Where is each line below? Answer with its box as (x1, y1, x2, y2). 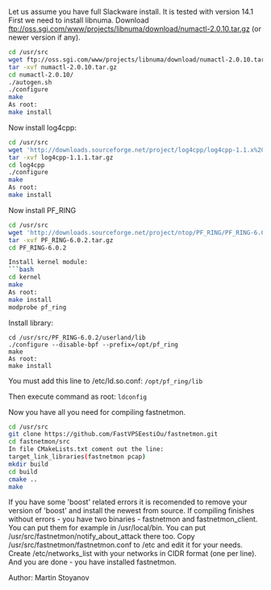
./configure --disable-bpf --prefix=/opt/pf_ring (8, 341, 179, 349)
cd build (8, 467, 38, 475)
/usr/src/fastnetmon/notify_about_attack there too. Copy (8, 532, 195, 542)
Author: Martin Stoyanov (8, 573, 90, 583)
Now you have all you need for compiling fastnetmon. (8, 407, 186, 416)
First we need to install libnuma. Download (8, 15, 149, 25)
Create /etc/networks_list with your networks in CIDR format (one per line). (8, 549, 256, 559)
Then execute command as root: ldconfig (8, 391, 148, 401)
